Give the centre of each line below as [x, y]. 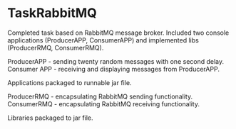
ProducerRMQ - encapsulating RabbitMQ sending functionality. [100, 96]
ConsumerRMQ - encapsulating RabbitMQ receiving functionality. [103, 103]
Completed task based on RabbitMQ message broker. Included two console [118, 33]
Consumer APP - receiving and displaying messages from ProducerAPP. [113, 69]
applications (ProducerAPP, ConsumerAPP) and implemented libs [103, 40]
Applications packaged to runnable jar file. [70, 82]
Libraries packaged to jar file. [51, 118]
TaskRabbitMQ [52, 13]
